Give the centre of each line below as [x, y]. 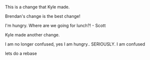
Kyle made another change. [33, 35]
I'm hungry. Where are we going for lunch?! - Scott [55, 25]
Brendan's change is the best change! [43, 16]
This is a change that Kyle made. [37, 7]
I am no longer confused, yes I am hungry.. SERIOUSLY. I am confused [75, 44]
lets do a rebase [21, 53]
